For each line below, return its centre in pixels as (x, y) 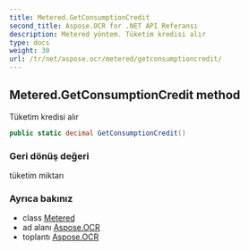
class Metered (48, 218)
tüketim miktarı (37, 175)
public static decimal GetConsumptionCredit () (98, 133)
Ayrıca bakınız (41, 198)
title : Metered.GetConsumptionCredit (80, 17)
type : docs (30, 42)
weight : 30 (30, 51)
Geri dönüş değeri (49, 155)
